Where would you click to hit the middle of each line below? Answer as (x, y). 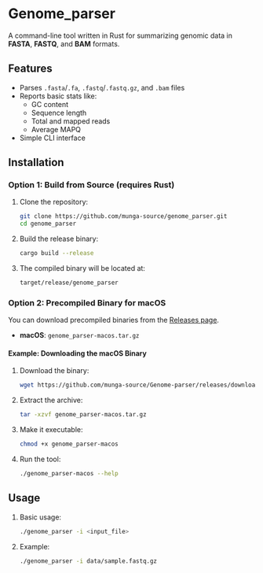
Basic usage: (40, 517)
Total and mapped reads (71, 121)
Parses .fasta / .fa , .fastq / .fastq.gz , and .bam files (102, 87)
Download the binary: (54, 371)
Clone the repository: (54, 202)
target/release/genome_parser (69, 283)
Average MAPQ (56, 129)
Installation (36, 163)
